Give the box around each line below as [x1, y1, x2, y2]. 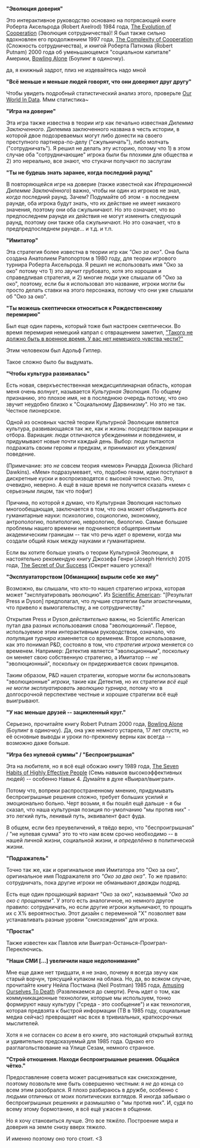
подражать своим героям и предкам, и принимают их [6, 444, 145, 451]
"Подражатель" [6, 855, 49, 862]
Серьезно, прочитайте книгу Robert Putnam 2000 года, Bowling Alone [6, 720, 183, 727]
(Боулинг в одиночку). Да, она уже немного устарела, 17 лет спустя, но [6, 727, 189, 734]
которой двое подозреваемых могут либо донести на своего [6, 132, 163, 139]
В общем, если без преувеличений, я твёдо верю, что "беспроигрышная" [6, 824, 195, 831]
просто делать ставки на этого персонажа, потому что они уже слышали [6, 287, 193, 293]
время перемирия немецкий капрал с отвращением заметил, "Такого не [6, 329, 193, 336]
